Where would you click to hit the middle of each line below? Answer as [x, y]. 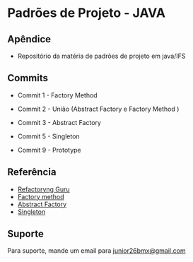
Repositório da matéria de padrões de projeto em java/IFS [101, 56]
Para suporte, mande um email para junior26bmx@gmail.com [96, 251]
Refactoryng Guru [43, 189]
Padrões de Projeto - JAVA [87, 13]
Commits [28, 78]
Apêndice [29, 39]
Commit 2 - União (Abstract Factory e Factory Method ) [98, 109]
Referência [32, 172]
